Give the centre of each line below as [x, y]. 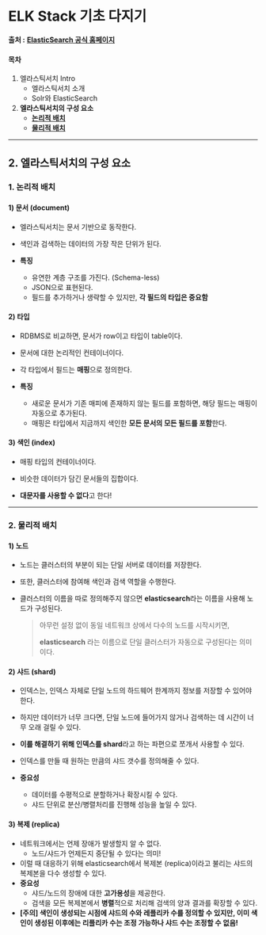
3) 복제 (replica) [34, 824]
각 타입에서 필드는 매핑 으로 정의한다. [76, 369]
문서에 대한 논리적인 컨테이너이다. [72, 353]
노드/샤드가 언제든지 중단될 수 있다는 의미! [96, 853]
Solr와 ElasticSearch [64, 98]
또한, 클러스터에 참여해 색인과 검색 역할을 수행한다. [98, 582]
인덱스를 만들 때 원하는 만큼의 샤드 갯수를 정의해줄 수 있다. [109, 761]
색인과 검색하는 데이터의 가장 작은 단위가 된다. [91, 243]
